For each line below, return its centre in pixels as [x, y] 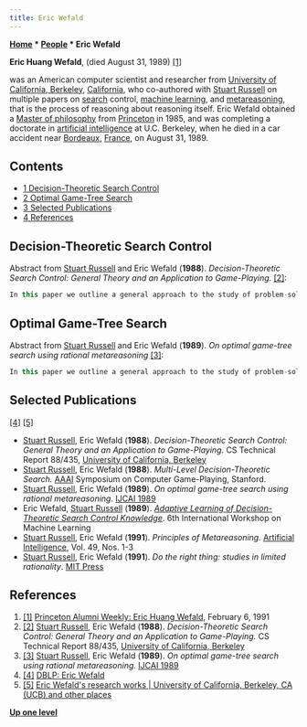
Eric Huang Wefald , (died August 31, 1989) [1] [96, 61]
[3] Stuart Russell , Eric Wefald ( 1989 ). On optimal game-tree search [151, 656]
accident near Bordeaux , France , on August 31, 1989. [109, 137]
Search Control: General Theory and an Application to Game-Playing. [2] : [148, 278]
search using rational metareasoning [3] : [87, 355]
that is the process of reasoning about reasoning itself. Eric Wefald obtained [152, 108]
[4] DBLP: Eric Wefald [64, 675]
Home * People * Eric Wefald [65, 44]
